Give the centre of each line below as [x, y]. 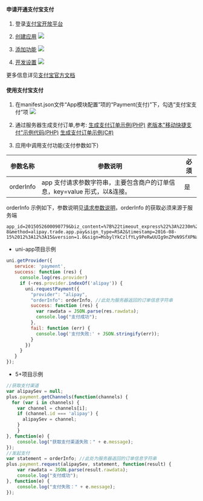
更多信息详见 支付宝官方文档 [41, 75]
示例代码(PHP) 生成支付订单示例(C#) [69, 132]
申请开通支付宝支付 [30, 9]
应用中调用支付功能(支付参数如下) [57, 146]
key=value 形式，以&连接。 [92, 192]
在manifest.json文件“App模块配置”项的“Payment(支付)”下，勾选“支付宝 [103, 105]
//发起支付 [18, 453]
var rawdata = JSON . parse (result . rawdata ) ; [73, 470]
